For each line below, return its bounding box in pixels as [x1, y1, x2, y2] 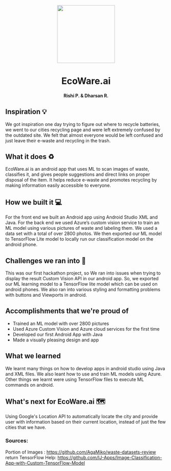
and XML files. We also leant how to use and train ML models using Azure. [5, 371, 162, 377]
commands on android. [5, 382, 54, 388]
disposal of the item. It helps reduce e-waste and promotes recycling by [5, 177, 157, 183]
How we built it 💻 [5, 198, 62, 207]
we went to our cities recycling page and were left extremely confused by [5, 126, 160, 133]
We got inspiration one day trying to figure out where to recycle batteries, [5, 121, 160, 127]
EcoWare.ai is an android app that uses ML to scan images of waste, [5, 166, 149, 172]
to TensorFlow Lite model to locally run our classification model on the [5, 236, 154, 242]
